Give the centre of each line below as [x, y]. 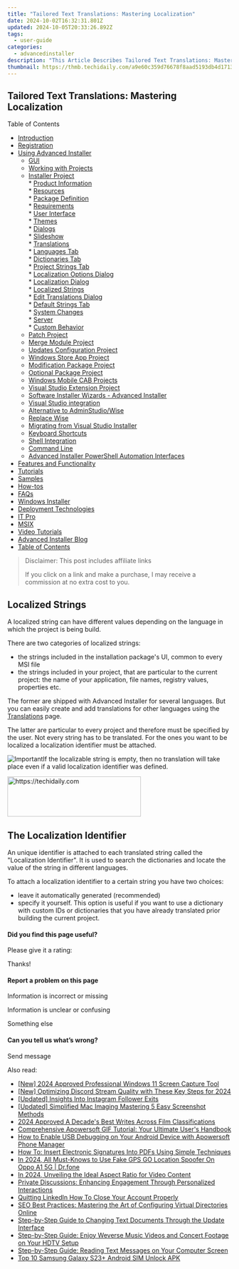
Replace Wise [48, 418]
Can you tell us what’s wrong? [53, 1040]
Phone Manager [41, 1144]
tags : [15, 34]
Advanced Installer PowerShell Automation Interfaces [106, 456]
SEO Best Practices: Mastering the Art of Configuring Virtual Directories [123, 1205]
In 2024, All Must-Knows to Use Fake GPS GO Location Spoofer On [116, 1159]
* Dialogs [42, 229]
